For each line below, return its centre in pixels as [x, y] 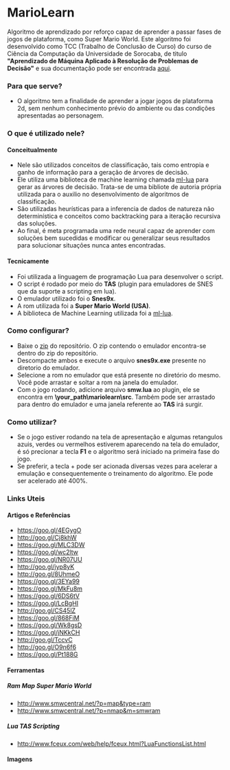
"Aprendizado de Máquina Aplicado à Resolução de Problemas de [103, 60]
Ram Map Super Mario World [49, 686]
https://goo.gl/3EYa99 [48, 582]
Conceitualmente [32, 150]
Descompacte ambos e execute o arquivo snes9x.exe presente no [111, 360]
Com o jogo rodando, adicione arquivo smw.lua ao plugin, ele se [108, 389]
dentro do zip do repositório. [57, 353]
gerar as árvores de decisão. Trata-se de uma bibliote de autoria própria [119, 187]
